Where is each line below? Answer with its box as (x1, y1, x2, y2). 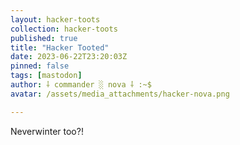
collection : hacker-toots (10, 24, 118, 34)
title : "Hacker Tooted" (10, 42, 110, 53)
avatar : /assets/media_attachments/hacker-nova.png (10, 89, 230, 99)
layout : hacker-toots (10, 14, 101, 25)
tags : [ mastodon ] (10, 71, 83, 81)
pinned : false (10, 61, 70, 71)
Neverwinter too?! (10, 125, 84, 137)
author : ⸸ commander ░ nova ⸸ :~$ (10, 80, 152, 90)
